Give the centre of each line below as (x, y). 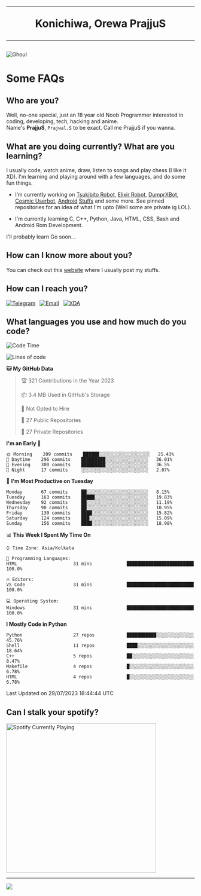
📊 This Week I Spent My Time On (48, 535)
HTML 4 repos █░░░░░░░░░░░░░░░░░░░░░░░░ (100, 677)
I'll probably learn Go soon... (41, 237)
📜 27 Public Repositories (51, 420)
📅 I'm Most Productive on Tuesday (50, 481)
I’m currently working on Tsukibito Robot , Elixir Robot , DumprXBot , (97, 195)
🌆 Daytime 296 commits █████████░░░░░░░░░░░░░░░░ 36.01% (89, 460)
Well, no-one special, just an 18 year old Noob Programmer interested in (95, 115)
